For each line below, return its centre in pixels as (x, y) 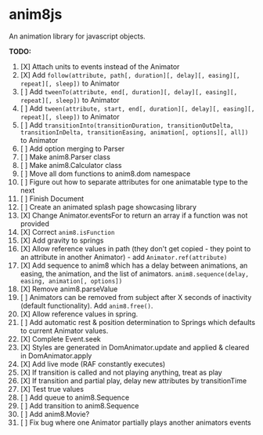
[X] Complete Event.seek (60, 338)
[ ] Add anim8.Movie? (55, 414)
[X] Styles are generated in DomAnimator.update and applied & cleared (135, 347)
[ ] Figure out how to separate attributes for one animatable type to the (134, 181)
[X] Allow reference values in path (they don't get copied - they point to (135, 248)
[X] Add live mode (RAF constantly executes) (93, 364)
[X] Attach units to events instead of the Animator (100, 66)
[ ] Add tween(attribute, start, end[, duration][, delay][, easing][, (137, 108)
